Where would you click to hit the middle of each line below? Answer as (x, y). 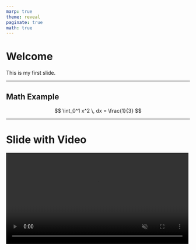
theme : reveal (23, 17)
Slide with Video (46, 140)
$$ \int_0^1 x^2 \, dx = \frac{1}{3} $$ (98, 111)
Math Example (33, 97)
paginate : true (24, 22)
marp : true (19, 11)
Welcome (29, 57)
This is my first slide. (31, 73)
